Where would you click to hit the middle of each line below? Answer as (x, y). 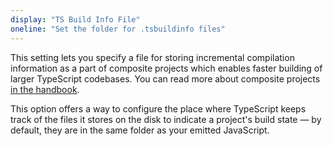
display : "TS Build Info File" (75, 19)
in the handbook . (45, 89)
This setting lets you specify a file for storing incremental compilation (152, 57)
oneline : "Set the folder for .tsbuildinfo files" (118, 29)
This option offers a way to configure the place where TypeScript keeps (158, 108)
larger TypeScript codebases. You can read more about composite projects (165, 78)
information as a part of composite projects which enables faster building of (166, 68)
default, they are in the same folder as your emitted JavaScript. (140, 130)
